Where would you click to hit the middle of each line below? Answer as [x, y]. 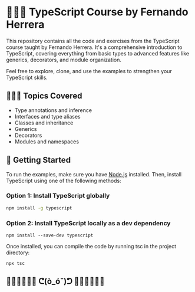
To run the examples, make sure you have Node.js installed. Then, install [94, 174]
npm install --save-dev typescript [50, 235]
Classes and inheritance [44, 123]
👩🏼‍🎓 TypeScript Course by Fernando [97, 12]
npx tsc [16, 264]
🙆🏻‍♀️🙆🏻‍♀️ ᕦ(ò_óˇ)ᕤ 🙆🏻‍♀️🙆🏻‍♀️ [55, 282]
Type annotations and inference [53, 110]
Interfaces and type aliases [47, 116]
